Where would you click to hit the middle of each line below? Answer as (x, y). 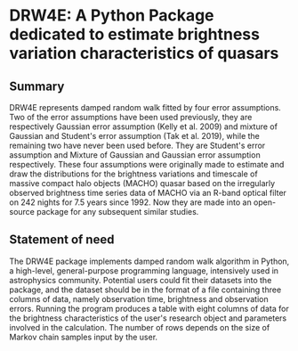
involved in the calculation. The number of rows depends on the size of (140, 327)
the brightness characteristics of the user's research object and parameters (148, 318)
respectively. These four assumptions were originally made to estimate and (147, 164)
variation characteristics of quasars (144, 53)
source (22, 212)
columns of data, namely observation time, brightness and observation (139, 298)
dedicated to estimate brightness (135, 34)
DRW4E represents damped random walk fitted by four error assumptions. (145, 107)
